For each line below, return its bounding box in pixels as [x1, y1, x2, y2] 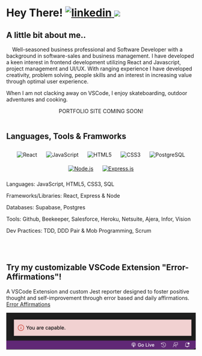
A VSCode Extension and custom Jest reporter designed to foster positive [6, 287, 189, 295]
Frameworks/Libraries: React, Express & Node [6, 192, 120, 199]
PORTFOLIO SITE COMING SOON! [58, 108, 144, 114]
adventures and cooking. [6, 96, 68, 103]
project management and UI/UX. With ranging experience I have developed [6, 65, 192, 72]
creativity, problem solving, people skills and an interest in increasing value [6, 72, 192, 78]
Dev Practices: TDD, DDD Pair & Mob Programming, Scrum [6, 227, 151, 234]
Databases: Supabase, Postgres [6, 203, 86, 210]
